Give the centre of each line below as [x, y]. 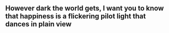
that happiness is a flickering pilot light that [76, 16]
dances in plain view [39, 24]
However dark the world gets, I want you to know [85, 8]
